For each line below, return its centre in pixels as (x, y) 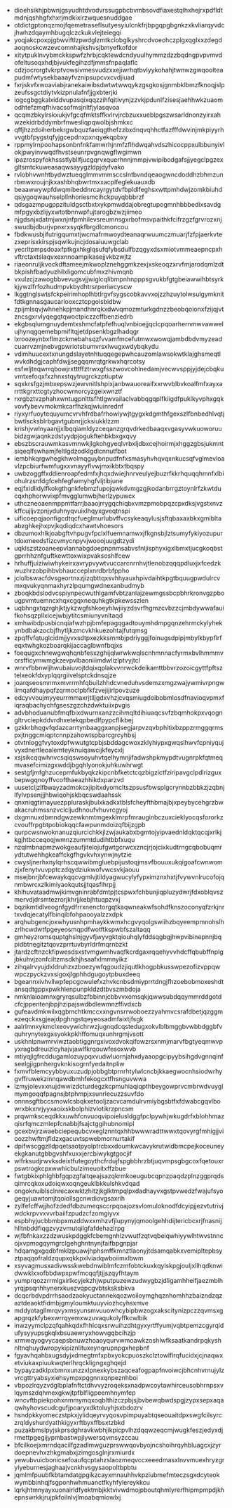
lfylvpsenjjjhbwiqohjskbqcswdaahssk (68, 795)
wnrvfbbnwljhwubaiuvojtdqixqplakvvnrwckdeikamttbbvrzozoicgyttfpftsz (118, 668)
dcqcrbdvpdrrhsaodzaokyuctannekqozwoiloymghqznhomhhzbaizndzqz (118, 1296)
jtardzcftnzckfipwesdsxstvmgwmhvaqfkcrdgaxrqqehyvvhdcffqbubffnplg (119, 952)
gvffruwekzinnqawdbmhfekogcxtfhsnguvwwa (80, 1079)
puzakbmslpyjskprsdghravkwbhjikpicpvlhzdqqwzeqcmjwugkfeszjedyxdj (118, 1430)
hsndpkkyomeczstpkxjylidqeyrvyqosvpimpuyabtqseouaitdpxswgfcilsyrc (118, 1415)
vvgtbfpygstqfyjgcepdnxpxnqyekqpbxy (71, 137)
